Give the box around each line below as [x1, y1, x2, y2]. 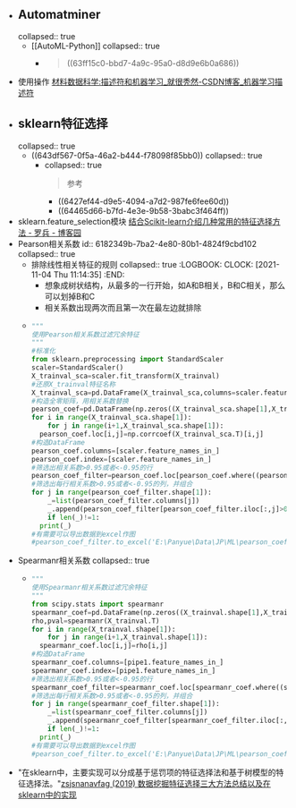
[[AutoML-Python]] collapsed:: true [30, 40, 161, 51]
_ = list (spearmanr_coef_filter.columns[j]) [47, 708, 208, 717]
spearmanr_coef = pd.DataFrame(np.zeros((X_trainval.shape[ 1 [30, 608, 257, 617]
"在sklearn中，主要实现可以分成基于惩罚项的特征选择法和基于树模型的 [17, 767, 276, 778]
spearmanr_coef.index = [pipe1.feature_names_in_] [30, 666, 216, 675]
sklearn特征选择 [17, 116, 109, 132]
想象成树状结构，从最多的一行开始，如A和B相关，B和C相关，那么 [44, 279, 286, 290]
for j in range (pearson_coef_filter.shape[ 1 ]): [30, 488, 212, 498]
